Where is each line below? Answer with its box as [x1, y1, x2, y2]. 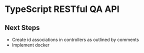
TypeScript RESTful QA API [4, 3, 119, 15]
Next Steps [4, 23, 40, 32]
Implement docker [11, 42, 49, 48]
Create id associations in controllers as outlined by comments [11, 36, 139, 42]
